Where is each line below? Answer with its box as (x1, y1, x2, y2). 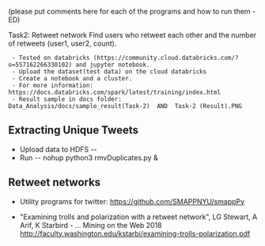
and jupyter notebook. (75, 61, 150, 69)
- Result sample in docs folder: (11, 95, 123, 103)
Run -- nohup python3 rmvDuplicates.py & (19, 153, 158, 162)
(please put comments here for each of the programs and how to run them (8, 7, 251, 16)
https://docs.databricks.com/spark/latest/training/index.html (8, 88, 221, 96)
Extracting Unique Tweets (8, 124, 138, 137)
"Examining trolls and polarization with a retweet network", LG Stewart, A (19, 212, 258, 222)
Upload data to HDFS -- (19, 144, 97, 154)
